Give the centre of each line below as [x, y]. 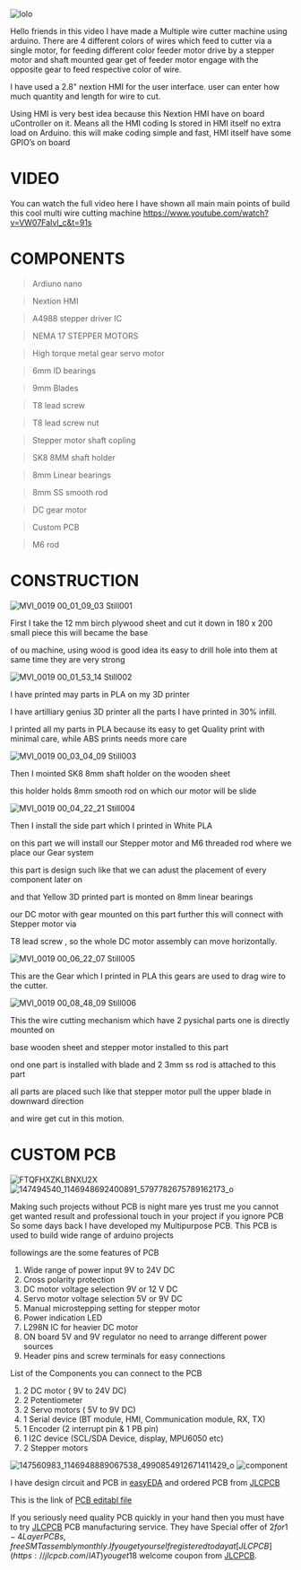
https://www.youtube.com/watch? [206, 213]
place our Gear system [52, 852]
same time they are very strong [68, 659]
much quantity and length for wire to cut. [86, 96]
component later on [47, 879]
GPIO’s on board [40, 142]
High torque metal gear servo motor [98, 353]
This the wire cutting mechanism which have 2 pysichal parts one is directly [150, 1020]
